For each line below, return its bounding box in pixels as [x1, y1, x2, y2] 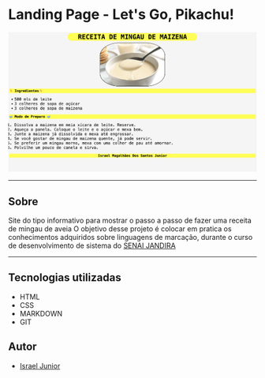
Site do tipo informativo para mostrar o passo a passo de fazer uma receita [8, 215, 252, 226]
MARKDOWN [19, 309, 63, 318]
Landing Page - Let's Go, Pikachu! [8, 6, 234, 24]
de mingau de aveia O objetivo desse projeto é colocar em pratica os [8, 224, 232, 234]
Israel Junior [19, 361, 61, 370]
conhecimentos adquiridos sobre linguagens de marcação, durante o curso [8, 233, 253, 242]
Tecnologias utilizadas [8, 271, 121, 285]
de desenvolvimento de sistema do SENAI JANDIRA [8, 241, 176, 250]
